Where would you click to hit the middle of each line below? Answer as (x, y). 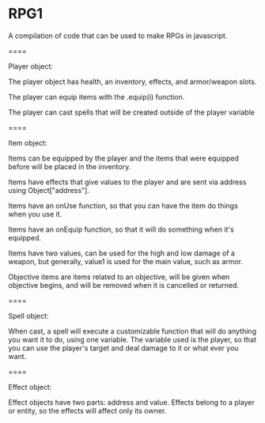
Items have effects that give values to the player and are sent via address (127, 182)
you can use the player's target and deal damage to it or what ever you (123, 348)
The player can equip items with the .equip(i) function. (97, 96)
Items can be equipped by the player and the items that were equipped (124, 158)
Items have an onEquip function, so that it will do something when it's (121, 229)
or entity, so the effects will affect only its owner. (87, 410)
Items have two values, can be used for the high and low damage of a (122, 253)
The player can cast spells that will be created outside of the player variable (132, 112)
